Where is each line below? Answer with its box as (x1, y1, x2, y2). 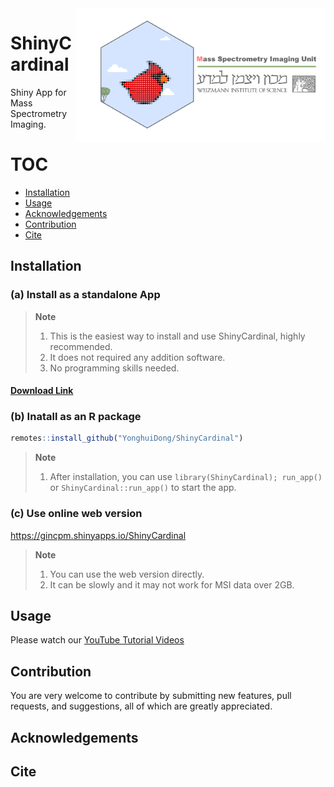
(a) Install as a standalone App (10, 288, 161, 302)
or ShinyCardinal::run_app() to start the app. (49, 482, 237, 494)
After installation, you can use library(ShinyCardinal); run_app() (49, 471, 323, 483)
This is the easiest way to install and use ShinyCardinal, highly (49, 330, 306, 342)
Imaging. (10, 118, 47, 130)
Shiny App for (10, 86, 67, 98)
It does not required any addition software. (49, 351, 226, 363)
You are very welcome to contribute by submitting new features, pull (10, 690, 292, 702)
